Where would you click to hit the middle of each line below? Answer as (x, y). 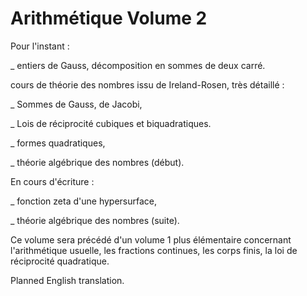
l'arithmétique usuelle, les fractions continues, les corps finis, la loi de (154, 250)
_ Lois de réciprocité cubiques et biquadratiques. (111, 123)
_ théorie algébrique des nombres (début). (97, 162)
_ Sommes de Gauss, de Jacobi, (76, 104)
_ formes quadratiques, (58, 143)
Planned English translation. (67, 280)
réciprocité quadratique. (60, 261)
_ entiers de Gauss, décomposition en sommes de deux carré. (138, 65)
